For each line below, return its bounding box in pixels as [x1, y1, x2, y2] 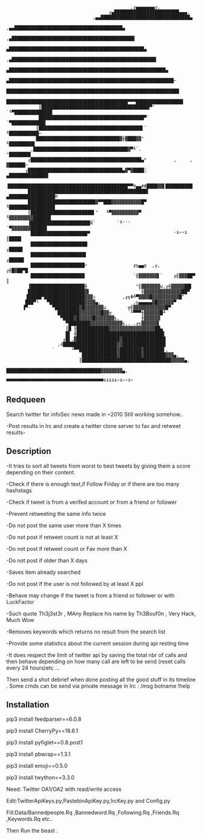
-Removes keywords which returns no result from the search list [6, 628, 166, 635]
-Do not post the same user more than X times [6, 521, 122, 529]
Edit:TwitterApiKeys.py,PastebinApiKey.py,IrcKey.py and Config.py [6, 797, 171, 805]
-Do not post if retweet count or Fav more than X [6, 545, 128, 552]
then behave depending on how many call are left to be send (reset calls [6, 658, 186, 665]
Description [6, 446, 51, 456]
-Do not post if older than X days [6, 556, 88, 564]
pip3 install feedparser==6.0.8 [6, 715, 82, 723]
